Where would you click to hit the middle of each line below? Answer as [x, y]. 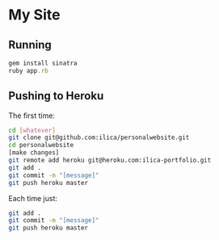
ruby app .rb [28, 70]
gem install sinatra [43, 63]
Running [30, 45]
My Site [34, 15]
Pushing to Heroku [56, 96]
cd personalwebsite [41, 145]
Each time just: [33, 198]
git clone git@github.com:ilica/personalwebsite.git [99, 138]
